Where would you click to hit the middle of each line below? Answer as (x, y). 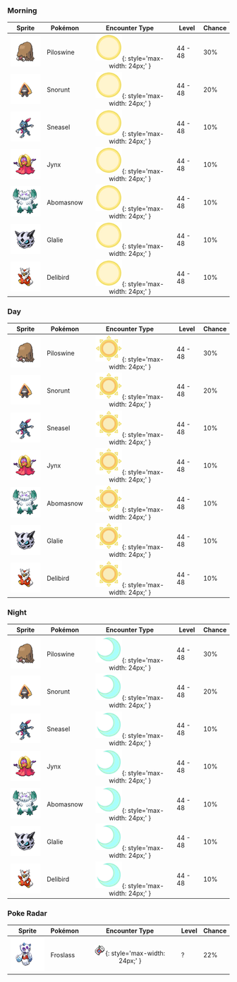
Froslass (63, 955)
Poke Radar (27, 914)
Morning (22, 11)
